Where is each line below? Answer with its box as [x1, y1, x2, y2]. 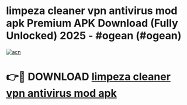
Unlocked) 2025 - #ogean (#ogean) [6, 29, 182, 42]
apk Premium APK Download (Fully [6, 16, 178, 30]
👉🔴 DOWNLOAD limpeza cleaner [6, 70, 171, 83]
